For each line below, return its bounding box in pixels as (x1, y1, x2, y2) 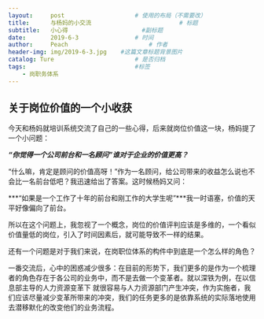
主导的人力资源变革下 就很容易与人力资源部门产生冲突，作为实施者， (21, 283, 244, 292)
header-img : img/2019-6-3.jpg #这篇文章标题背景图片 (8, 48, 183, 56)
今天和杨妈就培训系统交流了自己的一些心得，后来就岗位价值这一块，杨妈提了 (8, 124, 256, 133)
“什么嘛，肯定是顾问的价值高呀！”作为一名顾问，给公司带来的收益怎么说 (8, 167, 242, 176)
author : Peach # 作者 (8, 41, 168, 49)
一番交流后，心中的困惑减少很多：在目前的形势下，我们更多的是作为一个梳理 (8, 263, 256, 273)
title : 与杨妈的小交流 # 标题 (8, 19, 199, 27)
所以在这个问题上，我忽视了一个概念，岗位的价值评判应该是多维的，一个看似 (8, 220, 256, 229)
